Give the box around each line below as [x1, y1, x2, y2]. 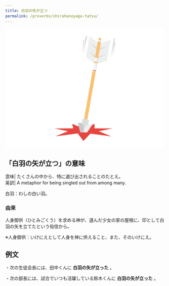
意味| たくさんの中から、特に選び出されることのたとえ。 [5, 174, 123, 180]
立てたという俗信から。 [22, 223, 72, 229]
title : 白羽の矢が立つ [5, 8, 48, 13]
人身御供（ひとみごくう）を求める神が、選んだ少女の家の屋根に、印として [5, 217, 160, 223]
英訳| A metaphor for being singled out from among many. [5, 180, 126, 186]
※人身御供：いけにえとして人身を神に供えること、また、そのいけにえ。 [5, 234, 154, 240]
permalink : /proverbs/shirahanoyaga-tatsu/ [5, 13, 99, 19]
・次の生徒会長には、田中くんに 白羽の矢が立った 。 [5, 265, 114, 271]
